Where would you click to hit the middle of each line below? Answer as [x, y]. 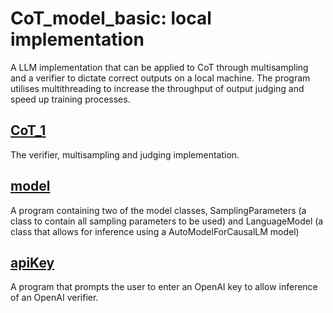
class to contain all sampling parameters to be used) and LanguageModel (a [167, 221]
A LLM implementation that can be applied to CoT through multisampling [159, 67]
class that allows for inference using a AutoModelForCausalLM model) [155, 231]
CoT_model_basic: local [111, 18]
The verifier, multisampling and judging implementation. [125, 154]
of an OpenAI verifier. [54, 298]
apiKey [32, 262]
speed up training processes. [70, 99]
